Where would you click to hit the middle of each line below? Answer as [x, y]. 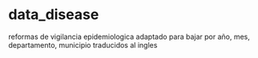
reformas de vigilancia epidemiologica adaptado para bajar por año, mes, [129, 37]
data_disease [54, 15]
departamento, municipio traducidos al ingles [83, 44]
